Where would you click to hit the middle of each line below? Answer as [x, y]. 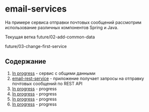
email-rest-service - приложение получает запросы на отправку [78, 78]
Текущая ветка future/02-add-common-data [50, 37]
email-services [36, 9]
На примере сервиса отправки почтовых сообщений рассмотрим [73, 22]
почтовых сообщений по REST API [47, 83]
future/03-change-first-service [36, 46]
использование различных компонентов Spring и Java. [62, 27]
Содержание [26, 62]
